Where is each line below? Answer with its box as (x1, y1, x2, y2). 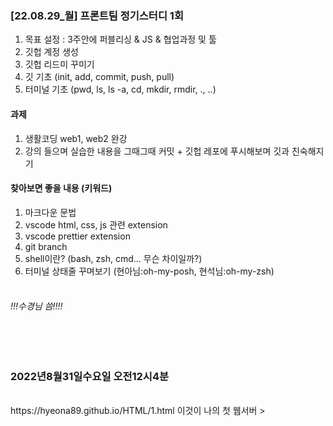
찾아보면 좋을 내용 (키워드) (10, 182, 113, 194)
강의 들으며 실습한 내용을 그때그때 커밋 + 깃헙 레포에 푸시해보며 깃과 (24, 145, 290, 157)
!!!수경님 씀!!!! (10, 300, 63, 312)
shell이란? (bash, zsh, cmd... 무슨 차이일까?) (24, 252, 203, 264)
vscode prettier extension (24, 230, 131, 242)
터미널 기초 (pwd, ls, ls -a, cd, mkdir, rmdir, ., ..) (24, 83, 217, 96)
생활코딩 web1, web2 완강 (24, 132, 128, 144)
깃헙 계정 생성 (24, 46, 79, 58)
